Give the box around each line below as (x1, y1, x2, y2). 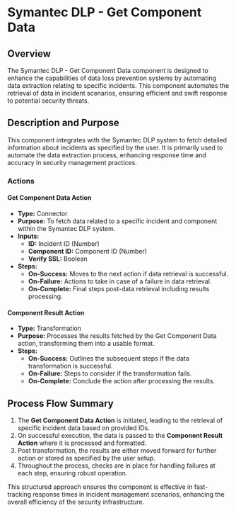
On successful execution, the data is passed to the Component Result (17, 431, 223, 439)
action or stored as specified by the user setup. (17, 453, 155, 462)
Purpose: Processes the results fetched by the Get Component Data (17, 332, 217, 340)
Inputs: (17, 232, 40, 240)
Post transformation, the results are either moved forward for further (17, 446, 217, 454)
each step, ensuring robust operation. (17, 468, 128, 477)
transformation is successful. (28, 362, 113, 371)
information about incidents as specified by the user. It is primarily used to (7, 143, 223, 152)
